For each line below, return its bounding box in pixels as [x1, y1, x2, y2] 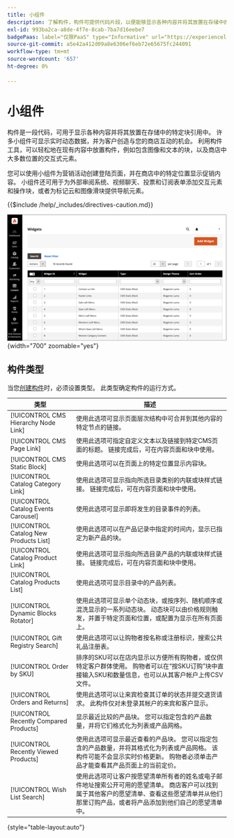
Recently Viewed [10, 748, 58, 756]
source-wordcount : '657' [7, 56, 79, 63]
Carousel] [10, 512, 39, 520]
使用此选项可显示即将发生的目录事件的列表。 [75, 505, 204, 513]
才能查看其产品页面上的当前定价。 [81, 760, 180, 769]
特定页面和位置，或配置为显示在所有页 [106, 614, 217, 622]
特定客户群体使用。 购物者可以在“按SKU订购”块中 [75, 662, 218, 670]
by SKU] [10, 670, 35, 678]
